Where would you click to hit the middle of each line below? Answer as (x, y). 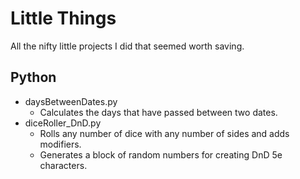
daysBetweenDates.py (71, 101)
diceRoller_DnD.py (63, 123)
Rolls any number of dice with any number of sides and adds (164, 133)
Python (33, 77)
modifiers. (60, 144)
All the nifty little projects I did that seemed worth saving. (127, 46)
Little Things (63, 18)
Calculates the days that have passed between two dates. (158, 112)
